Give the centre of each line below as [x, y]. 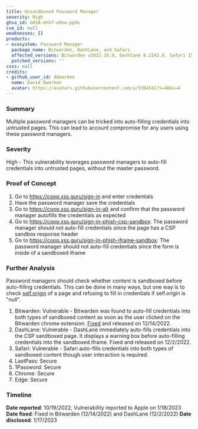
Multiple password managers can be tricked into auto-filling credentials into [98, 122]
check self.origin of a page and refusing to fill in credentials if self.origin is [96, 293]
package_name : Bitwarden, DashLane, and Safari [71, 50]
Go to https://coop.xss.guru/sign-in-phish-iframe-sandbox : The [92, 240]
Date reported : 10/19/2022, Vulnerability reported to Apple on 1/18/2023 [94, 408]
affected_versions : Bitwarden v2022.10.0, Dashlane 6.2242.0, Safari [98, 55]
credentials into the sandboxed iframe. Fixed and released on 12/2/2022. [103, 342]
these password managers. [39, 134]
